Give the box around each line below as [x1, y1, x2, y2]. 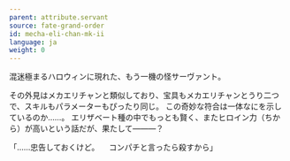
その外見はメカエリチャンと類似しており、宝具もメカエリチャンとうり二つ [9, 90, 280, 101]
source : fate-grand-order [9, 21, 104, 30]
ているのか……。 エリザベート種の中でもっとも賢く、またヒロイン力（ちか [9, 112, 281, 123]
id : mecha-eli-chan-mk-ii [9, 29, 104, 38]
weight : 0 [9, 46, 46, 55]
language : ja [9, 37, 57, 47]
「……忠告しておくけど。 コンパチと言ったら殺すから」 [9, 142, 218, 153]
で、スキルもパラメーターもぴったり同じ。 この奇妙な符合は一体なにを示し [9, 101, 282, 111]
